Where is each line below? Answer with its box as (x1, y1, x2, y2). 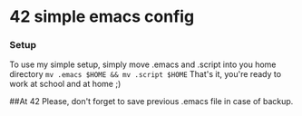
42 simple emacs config (9, 6, 195, 27)
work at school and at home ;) (9, 79, 122, 90)
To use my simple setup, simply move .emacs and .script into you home (9, 59, 277, 70)
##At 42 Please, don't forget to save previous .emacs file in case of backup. (9, 96, 294, 107)
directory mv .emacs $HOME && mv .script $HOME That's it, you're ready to (9, 69, 282, 80)
